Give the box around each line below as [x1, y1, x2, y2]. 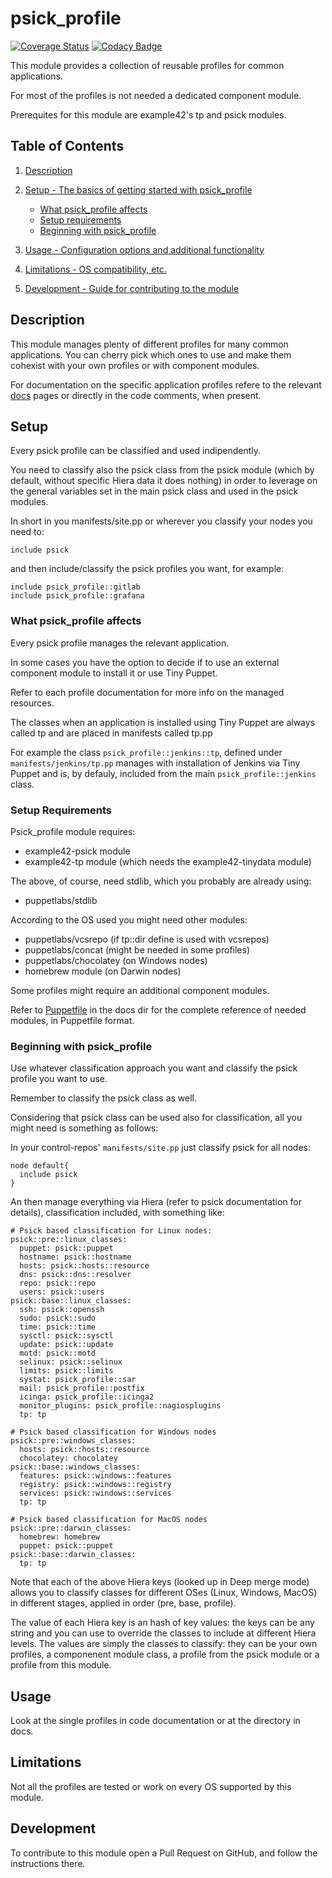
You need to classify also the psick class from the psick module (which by [10, 464, 315, 476]
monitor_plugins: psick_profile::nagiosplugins [19, 1401, 222, 1411]
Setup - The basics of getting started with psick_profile [24, 183, 253, 196]
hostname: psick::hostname [19, 1252, 132, 1262]
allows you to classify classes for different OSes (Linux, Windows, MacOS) [10, 1587, 318, 1599]
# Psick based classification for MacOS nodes [10, 1515, 208, 1525]
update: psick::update [19, 1340, 114, 1350]
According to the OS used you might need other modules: [10, 913, 248, 926]
